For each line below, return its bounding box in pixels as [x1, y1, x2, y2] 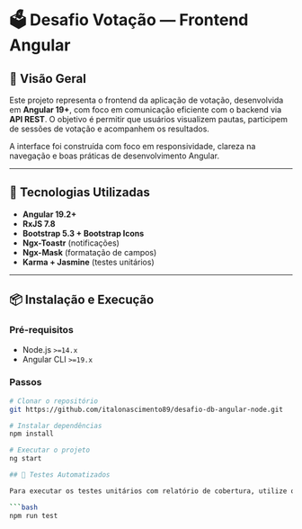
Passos [9, 376, 42, 389]
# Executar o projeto [9, 445, 91, 455]
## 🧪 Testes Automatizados [9, 471, 111, 480]
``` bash [9, 503, 39, 512]
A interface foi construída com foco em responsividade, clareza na [9, 141, 256, 151]
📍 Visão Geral [9, 71, 87, 86]
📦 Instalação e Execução [9, 292, 155, 308]
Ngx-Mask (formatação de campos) [22, 247, 157, 257]
